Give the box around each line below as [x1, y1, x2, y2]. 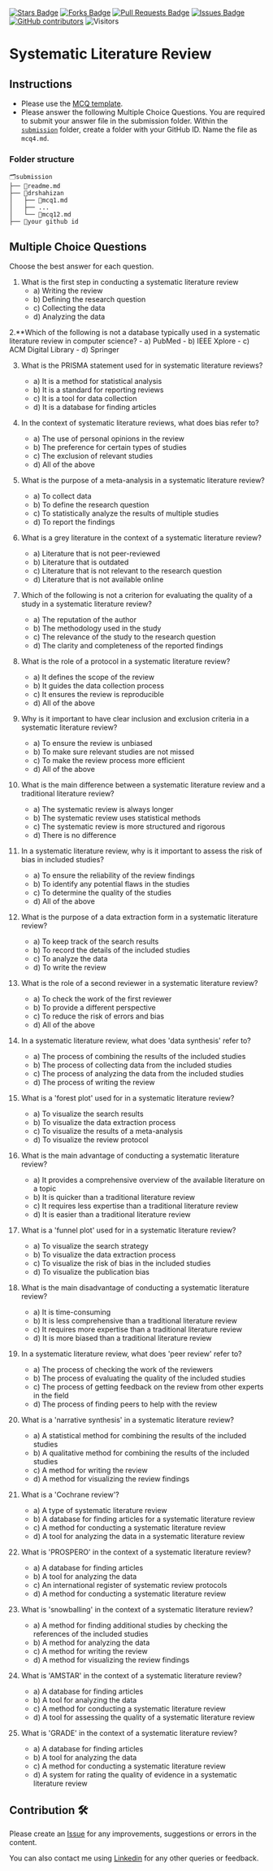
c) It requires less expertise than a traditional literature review [32, 1201, 239, 1211]
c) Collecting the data [32, 303, 106, 313]
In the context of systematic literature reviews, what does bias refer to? [20, 418, 259, 428]
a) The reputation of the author [32, 615, 137, 625]
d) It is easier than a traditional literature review [32, 1210, 192, 1219]
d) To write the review [32, 962, 106, 972]
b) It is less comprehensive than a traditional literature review [32, 1316, 238, 1326]
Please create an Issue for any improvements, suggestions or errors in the [9, 1829, 257, 1838]
